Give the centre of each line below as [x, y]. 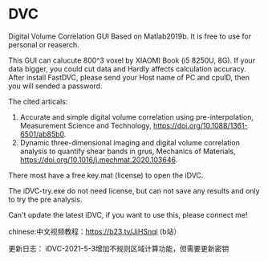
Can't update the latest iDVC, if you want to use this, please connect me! [128, 214]
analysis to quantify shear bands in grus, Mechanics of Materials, [128, 151]
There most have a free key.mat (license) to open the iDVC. [106, 175]
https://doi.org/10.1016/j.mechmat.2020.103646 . [99, 159]
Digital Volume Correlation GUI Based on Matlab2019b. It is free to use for [130, 36]
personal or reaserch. [44, 44]
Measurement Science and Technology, [85, 125]
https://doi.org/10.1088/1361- [200, 125]
